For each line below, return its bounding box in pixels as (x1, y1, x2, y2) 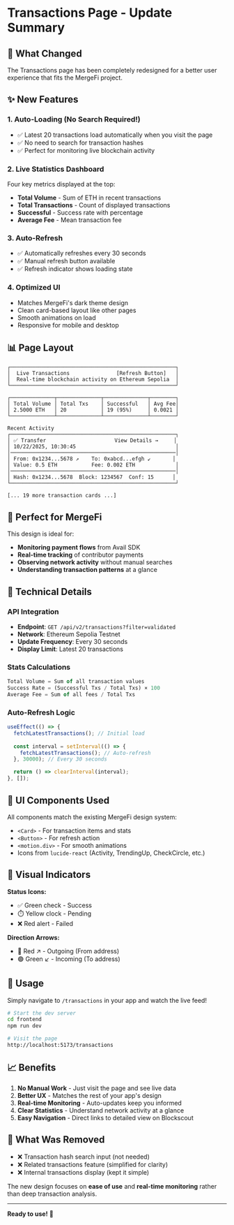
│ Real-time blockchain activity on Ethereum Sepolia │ (7, 376, 179, 383)
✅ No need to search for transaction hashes (17, 138, 144, 147)
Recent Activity (7, 425, 54, 432)
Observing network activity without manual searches (17, 558, 173, 566)
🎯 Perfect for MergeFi (7, 511, 102, 523)
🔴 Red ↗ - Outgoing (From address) (17, 946, 120, 955)
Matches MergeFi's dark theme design (17, 298, 129, 307)
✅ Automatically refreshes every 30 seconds (17, 249, 146, 258)
